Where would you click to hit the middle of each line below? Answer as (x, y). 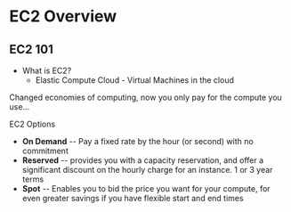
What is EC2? (47, 70)
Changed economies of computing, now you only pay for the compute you (145, 97)
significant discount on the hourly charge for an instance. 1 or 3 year (147, 170)
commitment (45, 151)
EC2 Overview (63, 16)
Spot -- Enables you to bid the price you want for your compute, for (146, 188)
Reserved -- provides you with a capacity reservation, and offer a (143, 160)
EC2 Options (32, 124)
